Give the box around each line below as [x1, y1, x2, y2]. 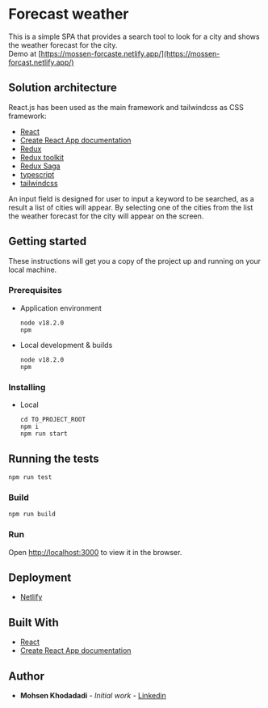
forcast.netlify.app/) [8, 57, 74, 67]
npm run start [19, 430, 68, 438]
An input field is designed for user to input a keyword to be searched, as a [8, 193, 254, 203]
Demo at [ [8, 49, 42, 58]
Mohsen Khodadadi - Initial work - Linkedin [19, 691, 167, 700]
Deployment [8, 570, 72, 584]
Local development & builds [19, 340, 113, 350]
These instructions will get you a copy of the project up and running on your [8, 256, 261, 265]
